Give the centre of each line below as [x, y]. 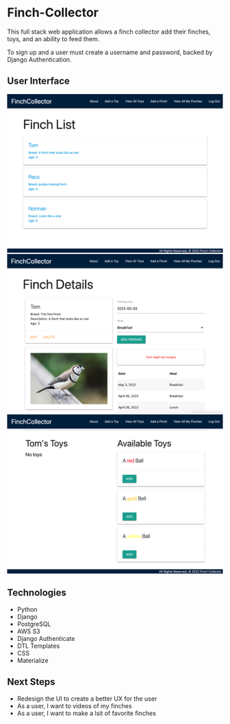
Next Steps [31, 682]
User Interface [39, 81]
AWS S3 [29, 631]
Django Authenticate [46, 638]
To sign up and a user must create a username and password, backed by [110, 52]
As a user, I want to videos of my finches [74, 705]
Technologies [37, 593]
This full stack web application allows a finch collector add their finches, [109, 32]
